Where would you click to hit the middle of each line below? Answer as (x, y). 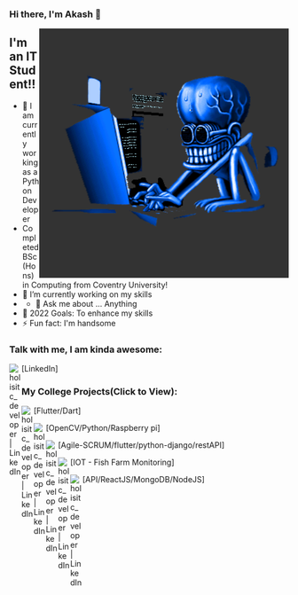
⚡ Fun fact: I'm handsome (69, 323)
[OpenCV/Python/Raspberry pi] (103, 428)
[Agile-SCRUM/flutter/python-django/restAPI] (141, 445)
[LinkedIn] (40, 369)
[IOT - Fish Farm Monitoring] (122, 462)
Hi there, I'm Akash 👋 (55, 14)
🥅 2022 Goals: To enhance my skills (87, 313)
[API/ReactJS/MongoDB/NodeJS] (144, 480)
